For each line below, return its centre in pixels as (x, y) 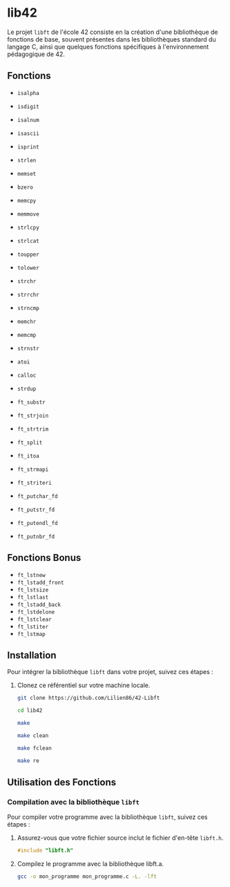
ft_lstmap (31, 634)
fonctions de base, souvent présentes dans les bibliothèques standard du (112, 39)
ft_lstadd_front (40, 583)
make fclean (34, 748)
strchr (27, 281)
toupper (28, 255)
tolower (28, 268)
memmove (28, 214)
